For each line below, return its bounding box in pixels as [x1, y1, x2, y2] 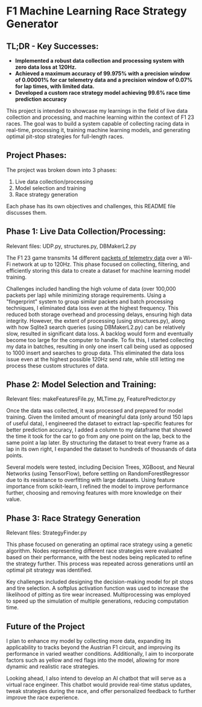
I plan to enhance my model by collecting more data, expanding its [6, 638, 172, 645]
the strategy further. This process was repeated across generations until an [6, 560, 194, 568]
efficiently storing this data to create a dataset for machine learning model [6, 267, 191, 274]
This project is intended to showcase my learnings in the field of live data [6, 107, 188, 114]
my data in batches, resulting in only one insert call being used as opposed [6, 343, 193, 350]
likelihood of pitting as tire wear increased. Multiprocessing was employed [6, 591, 191, 598]
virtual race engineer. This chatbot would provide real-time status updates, [6, 681, 192, 688]
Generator [6, 17, 58, 31]
